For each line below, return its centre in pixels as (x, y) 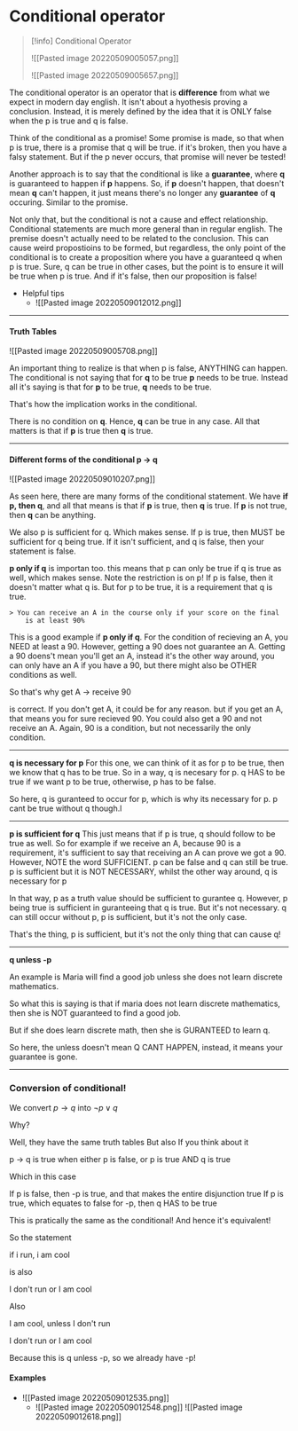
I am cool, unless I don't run (60, 1323)
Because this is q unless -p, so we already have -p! (103, 1357)
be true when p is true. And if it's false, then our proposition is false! (133, 276)
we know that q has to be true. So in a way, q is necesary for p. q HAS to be (147, 773)
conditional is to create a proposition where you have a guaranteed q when (146, 257)
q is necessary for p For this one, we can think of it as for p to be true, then (147, 763)
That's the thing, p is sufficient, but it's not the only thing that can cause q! (145, 934)
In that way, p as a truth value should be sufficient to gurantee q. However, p (149, 899)
